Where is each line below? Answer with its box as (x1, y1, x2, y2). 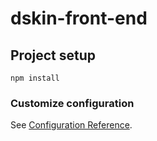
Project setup (10, 47, 97, 64)
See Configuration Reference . (10, 119, 133, 131)
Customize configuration (10, 96, 135, 110)
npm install (10, 73, 60, 83)
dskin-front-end (10, 7, 148, 30)
